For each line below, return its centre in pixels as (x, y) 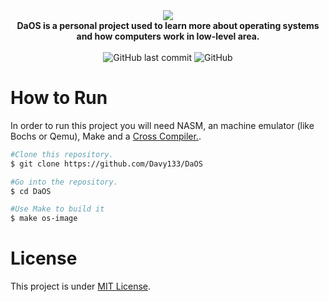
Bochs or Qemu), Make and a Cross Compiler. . (106, 136)
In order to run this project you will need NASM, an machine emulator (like (162, 125)
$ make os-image (44, 219)
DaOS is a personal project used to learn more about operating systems (168, 25)
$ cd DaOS (31, 191)
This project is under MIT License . (81, 286)
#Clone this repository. (62, 154)
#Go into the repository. (64, 182)
